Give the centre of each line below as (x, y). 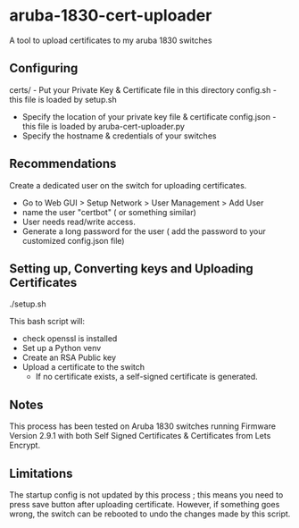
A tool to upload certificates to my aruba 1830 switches (111, 40)
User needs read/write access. (79, 222)
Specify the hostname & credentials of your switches (119, 136)
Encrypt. (25, 445)
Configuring (44, 68)
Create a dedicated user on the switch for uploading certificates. (128, 185)
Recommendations (63, 164)
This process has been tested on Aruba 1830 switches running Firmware (143, 426)
